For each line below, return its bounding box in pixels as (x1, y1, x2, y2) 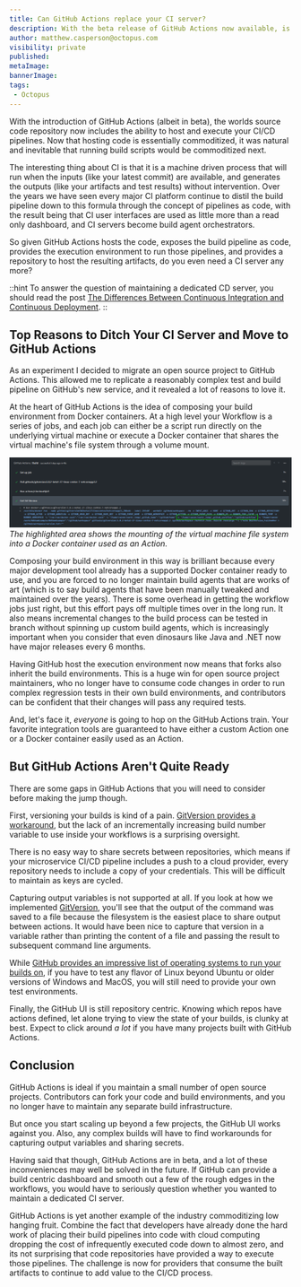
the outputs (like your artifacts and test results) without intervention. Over (9, 180, 280, 192)
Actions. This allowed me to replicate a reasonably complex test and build (9, 375, 281, 386)
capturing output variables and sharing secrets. (9, 1137, 185, 1148)
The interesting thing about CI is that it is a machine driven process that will (9, 161, 288, 172)
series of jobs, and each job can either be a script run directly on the (9, 421, 262, 431)
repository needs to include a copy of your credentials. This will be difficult (9, 865, 286, 876)
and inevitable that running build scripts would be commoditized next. (9, 144, 267, 155)
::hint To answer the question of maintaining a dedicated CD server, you (9, 283, 274, 293)
